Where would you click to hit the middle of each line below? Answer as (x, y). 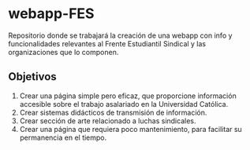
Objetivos (32, 77)
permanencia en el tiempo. (63, 137)
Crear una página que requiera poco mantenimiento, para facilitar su (131, 129)
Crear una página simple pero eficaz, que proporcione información (128, 96)
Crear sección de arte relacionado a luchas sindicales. (108, 121)
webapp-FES (51, 14)
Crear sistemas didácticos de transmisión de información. (113, 112)
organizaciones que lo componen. (63, 52)
